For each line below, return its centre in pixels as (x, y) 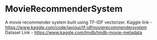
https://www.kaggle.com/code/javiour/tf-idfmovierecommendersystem (76, 27)
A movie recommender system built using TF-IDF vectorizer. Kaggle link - (78, 22)
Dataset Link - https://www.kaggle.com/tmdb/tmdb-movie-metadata (74, 32)
